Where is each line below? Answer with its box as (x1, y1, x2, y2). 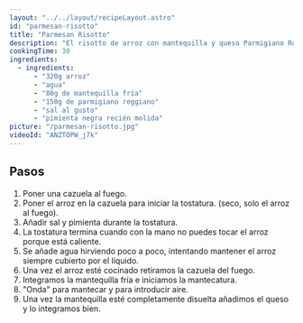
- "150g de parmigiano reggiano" (32, 97, 160, 106)
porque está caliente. (22, 235, 102, 246)
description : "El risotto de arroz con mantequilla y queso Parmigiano (9, 38, 284, 48)
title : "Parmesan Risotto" (9, 30, 111, 39)
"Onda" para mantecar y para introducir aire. (22, 283, 189, 294)
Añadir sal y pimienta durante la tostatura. (22, 217, 179, 227)
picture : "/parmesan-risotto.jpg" (9, 123, 140, 132)
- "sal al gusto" (32, 106, 99, 115)
